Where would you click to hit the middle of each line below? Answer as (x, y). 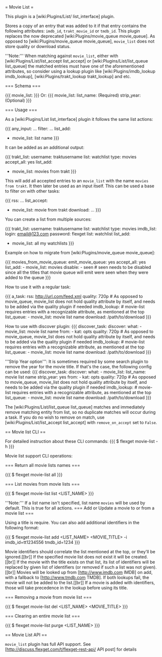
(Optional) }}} (18, 100)
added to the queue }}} (28, 278)
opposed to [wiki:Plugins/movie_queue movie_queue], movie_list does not (80, 41)
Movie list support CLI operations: (39, 456)
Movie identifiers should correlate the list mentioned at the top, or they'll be (80, 552)
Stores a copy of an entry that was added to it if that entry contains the (76, 26)
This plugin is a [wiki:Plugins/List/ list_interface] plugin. (60, 16)
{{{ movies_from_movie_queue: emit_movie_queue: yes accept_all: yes (76, 262)
